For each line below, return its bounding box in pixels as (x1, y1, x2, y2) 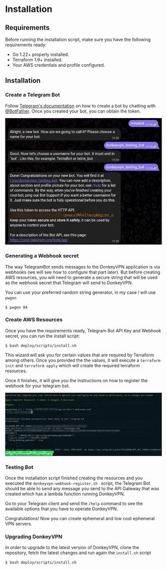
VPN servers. (5, 521, 32, 527)
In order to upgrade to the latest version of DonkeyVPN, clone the (5, 545, 139, 551)
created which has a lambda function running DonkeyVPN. (5, 491, 125, 497)
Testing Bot (5, 463, 34, 470)
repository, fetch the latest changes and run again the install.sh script (5, 550, 152, 556)
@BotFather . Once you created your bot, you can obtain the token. (5, 108, 141, 114)
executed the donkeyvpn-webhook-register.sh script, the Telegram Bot (5, 480, 151, 486)
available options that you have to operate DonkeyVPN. (5, 506, 118, 512)
